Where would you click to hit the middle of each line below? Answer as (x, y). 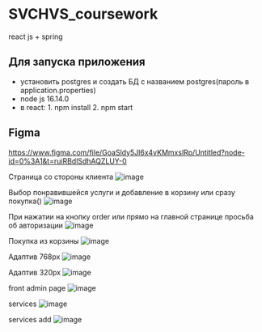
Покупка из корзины (44, 240)
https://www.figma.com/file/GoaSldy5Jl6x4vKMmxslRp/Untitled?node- (127, 152)
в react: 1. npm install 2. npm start (76, 107)
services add (30, 319)
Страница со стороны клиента (61, 177)
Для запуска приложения (77, 62)
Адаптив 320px (35, 272)
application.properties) (58, 90)
